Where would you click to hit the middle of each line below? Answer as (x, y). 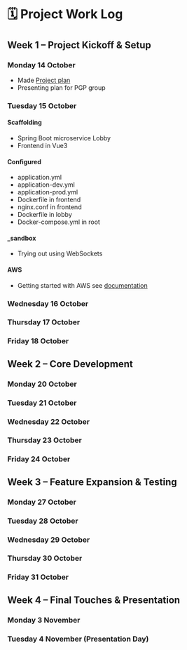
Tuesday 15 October (42, 105)
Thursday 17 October (44, 322)
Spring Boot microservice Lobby (64, 138)
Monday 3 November (44, 620)
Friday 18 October (38, 341)
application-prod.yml (48, 192)
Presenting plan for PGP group (62, 87)
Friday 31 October (38, 577)
